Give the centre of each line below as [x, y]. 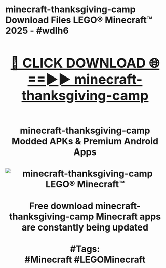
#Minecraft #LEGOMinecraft [85, 260]
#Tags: [85, 249]
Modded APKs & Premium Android [85, 141]
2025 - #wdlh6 [37, 31]
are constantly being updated [85, 227]
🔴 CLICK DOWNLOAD [78, 63]
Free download [61, 206]
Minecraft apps [128, 217]
